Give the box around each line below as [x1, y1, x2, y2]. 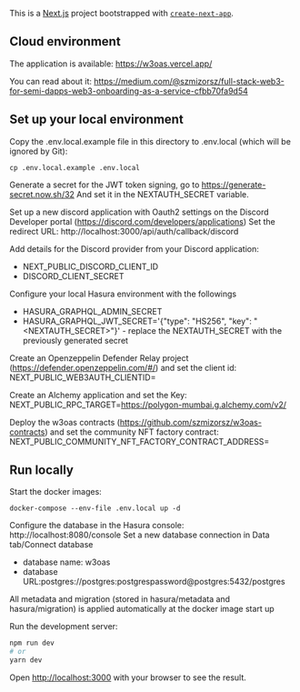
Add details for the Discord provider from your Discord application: [9, 243, 259, 254]
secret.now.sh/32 [9, 188, 75, 199]
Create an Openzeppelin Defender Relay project [9, 352, 189, 363]
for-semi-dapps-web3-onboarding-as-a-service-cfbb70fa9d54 [9, 85, 248, 96]
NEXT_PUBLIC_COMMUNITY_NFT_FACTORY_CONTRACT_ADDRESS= [9, 436, 270, 446]
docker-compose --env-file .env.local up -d [9, 504, 181, 513]
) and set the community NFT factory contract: [45, 426, 220, 437]
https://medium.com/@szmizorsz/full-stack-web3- [94, 75, 285, 86]
